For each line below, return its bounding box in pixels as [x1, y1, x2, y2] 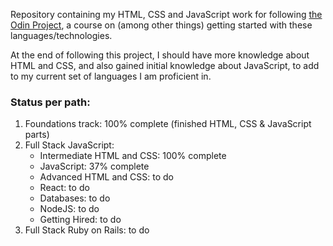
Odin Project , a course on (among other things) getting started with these [10, 19, 313, 31]
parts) [24, 129, 50, 141]
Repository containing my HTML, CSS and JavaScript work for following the [10, 9, 323, 20]
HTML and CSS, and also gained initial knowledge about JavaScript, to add [10, 60, 320, 71]
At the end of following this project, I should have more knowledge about [10, 49, 310, 61]
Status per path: [10, 95, 91, 109]
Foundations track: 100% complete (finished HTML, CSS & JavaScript [24, 118, 312, 130]
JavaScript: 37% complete [39, 160, 150, 173]
